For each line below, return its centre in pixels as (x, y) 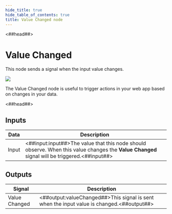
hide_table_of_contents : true (38, 15)
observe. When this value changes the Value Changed (91, 150)
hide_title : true (24, 10)
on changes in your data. (31, 94)
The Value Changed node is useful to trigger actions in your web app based (85, 89)
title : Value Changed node (34, 20)
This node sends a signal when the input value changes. (64, 69)
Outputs (19, 174)
